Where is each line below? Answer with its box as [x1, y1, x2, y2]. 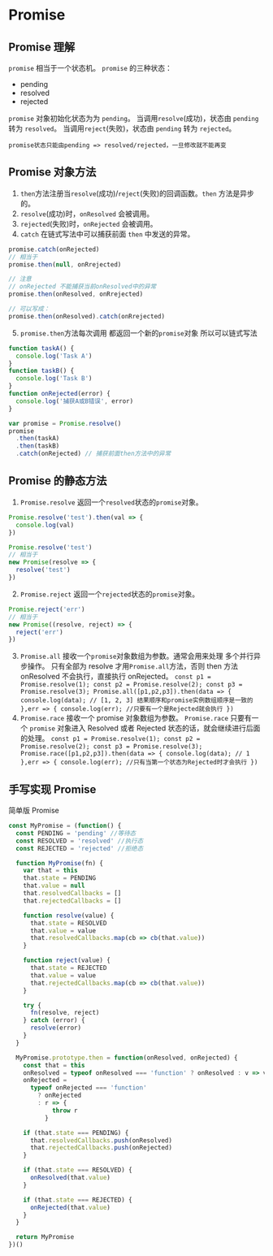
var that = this [23, 867, 79, 875]
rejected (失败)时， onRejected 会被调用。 [19, 219, 158, 228]
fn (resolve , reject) [29, 1009, 100, 1017]
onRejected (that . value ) [29, 1203, 111, 1211]
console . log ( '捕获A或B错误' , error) [15, 396, 134, 405]
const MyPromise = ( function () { [8, 822, 122, 830]
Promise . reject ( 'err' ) [8, 605, 85, 613]
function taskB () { [8, 367, 75, 375]
